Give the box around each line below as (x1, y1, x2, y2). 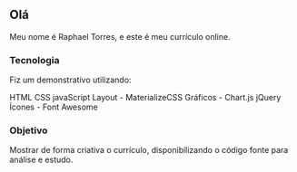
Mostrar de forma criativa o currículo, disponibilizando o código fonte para (9, 145, 289, 156)
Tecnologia (9, 53, 60, 66)
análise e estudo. (9, 154, 74, 166)
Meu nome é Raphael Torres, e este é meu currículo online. (9, 31, 231, 42)
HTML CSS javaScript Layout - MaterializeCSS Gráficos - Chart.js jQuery (9, 92, 282, 103)
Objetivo (9, 124, 48, 137)
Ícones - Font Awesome (9, 101, 98, 112)
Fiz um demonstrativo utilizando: (9, 74, 132, 85)
